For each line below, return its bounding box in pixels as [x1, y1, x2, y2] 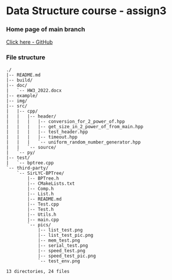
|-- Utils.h [27, 211, 57, 217]
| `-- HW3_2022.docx [6, 87, 62, 93]
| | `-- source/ [6, 144, 57, 150]
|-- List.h [27, 191, 54, 197]
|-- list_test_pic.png [37, 232, 94, 238]
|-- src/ [6, 103, 28, 109]
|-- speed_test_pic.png [37, 253, 96, 259]
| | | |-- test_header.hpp [6, 129, 88, 135]
